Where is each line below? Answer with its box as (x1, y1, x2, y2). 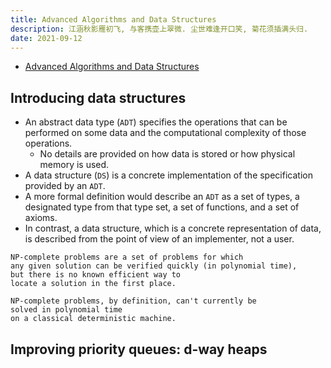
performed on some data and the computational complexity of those (24, 127, 307, 139)
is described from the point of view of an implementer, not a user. (24, 233, 295, 245)
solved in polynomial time (10, 305, 123, 315)
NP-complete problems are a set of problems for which (10, 252, 244, 263)
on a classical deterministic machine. (10, 314, 177, 324)
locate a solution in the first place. (10, 279, 177, 289)
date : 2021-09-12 (10, 33, 83, 43)
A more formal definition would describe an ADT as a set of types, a (24, 191, 300, 203)
